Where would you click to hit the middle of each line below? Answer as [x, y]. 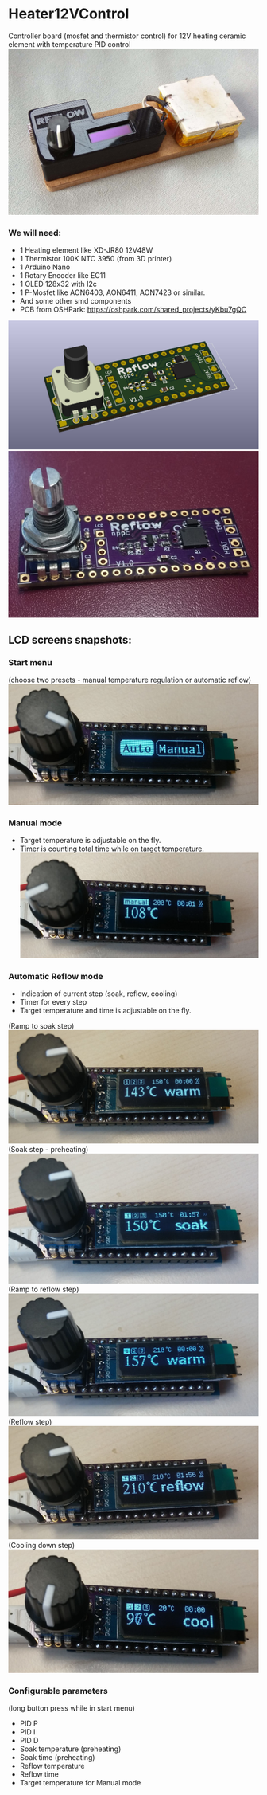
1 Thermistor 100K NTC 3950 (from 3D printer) [96, 259]
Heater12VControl [69, 14]
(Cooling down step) [42, 1545]
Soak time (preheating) [57, 1758]
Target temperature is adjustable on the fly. [90, 841]
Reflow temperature [52, 1766]
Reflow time [39, 1774]
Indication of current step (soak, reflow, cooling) [99, 994]
